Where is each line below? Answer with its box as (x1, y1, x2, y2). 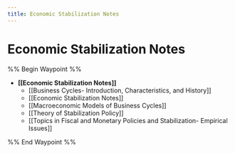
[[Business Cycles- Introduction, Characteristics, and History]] (28, 86, 211, 95)
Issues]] (28, 124, 53, 132)
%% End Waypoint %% (7, 137, 76, 146)
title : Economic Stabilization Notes (7, 10, 120, 18)
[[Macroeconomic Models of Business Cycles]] (28, 101, 167, 110)
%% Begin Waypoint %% (7, 65, 82, 73)
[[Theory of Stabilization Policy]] (28, 108, 124, 117)
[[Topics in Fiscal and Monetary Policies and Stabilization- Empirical (28, 116, 228, 125)
